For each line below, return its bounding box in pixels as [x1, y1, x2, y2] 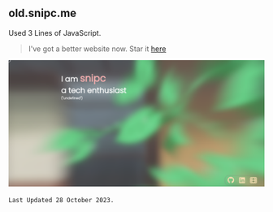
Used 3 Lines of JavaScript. [8, 28, 102, 37]
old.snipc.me [8, 6, 77, 20]
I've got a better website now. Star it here [28, 44, 167, 54]
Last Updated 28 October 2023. [8, 196, 115, 204]
